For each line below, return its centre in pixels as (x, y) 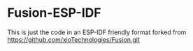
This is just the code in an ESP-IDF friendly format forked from (97, 32)
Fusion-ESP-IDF (54, 13)
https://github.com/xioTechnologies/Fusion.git (73, 39)
